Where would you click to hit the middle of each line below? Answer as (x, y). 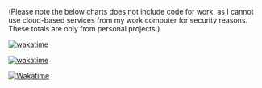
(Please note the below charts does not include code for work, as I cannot (131, 12)
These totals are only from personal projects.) (84, 29)
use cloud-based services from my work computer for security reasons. (128, 20)
